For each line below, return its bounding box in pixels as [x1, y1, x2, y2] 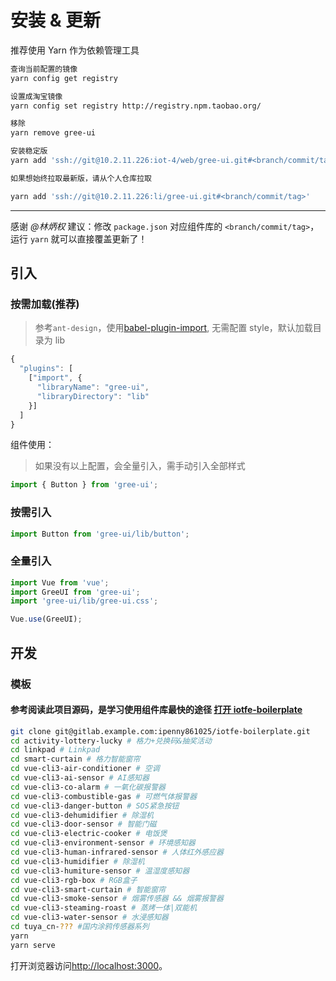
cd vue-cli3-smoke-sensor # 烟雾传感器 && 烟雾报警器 [10, 894, 224, 904]
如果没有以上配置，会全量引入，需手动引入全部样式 [34, 460, 246, 472]
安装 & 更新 [10, 9, 102, 32]
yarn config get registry [10, 73, 118, 83]
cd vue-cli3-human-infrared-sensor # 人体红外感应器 [10, 847, 224, 858]
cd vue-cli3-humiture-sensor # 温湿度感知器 [10, 866, 190, 876]
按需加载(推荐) [10, 297, 80, 311]
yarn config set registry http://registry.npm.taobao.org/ [10, 101, 262, 111]
